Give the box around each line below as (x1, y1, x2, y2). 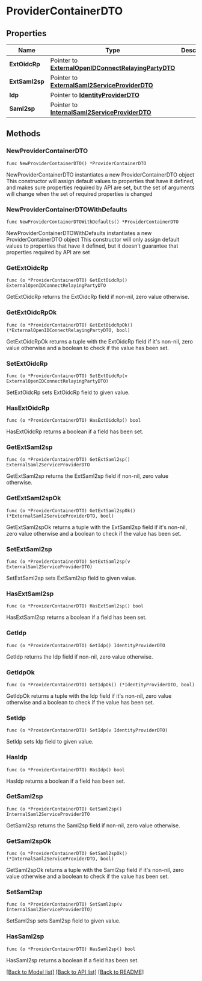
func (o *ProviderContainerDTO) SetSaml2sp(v (6, 901, 122, 907)
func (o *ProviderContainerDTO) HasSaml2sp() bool (6, 946, 136, 952)
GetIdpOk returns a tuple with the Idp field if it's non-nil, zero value (6, 692, 172, 700)
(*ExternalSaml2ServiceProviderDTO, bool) (6, 513, 114, 519)
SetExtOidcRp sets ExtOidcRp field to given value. (6, 389, 130, 396)
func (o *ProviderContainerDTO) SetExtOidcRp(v (6, 372, 128, 379)
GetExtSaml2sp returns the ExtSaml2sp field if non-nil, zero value (6, 472, 169, 480)
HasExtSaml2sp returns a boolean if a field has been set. (6, 613, 147, 621)
